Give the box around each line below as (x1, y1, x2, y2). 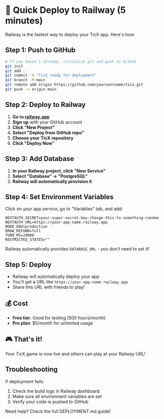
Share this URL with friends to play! (12, 284, 85, 290)
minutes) (5, 15, 43, 26)
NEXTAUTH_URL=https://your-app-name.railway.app (5, 220, 108, 225)
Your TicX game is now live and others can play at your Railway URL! (5, 350, 146, 357)
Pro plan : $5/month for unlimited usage (12, 320, 93, 326)
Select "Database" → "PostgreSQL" (12, 173, 88, 179)
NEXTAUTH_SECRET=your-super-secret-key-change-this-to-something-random (5, 216, 159, 221)
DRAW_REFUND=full (5, 229, 41, 234)
